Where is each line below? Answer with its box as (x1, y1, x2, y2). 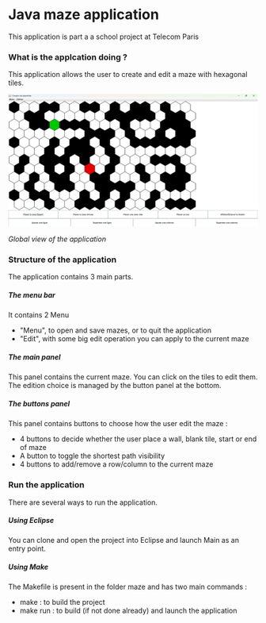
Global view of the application (8, 234, 107, 244)
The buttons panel (8, 398, 70, 408)
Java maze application (8, 6, 160, 24)
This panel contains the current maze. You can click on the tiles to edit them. (8, 372, 258, 382)
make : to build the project (19, 598, 105, 607)
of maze (19, 443, 47, 452)
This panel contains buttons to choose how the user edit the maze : (8, 419, 228, 429)
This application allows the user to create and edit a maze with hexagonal (8, 70, 248, 79)
